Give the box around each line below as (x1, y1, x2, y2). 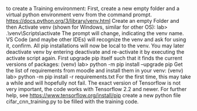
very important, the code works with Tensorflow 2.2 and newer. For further (6, 86, 187, 92)
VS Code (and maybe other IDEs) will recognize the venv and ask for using (6, 36, 186, 43)
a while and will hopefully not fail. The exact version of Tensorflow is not (6, 79, 181, 86)
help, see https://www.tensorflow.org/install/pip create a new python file (6, 92, 181, 99)
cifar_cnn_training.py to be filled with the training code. (6, 98, 139, 105)
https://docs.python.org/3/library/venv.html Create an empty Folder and (6, 18, 180, 24)
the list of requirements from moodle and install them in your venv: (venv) (6, 67, 184, 74)
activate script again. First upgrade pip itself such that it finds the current (6, 55, 183, 61)
